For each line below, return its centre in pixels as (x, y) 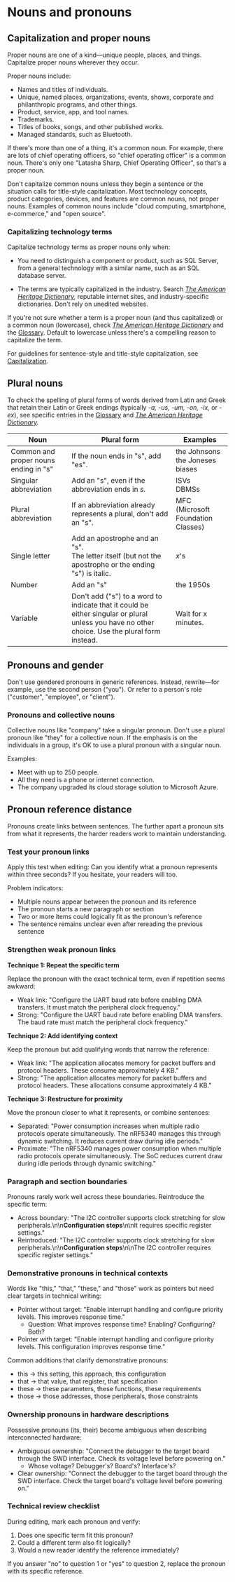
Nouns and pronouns (70, 12)
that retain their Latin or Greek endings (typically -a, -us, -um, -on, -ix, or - (115, 408)
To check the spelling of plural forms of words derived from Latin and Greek (116, 400)
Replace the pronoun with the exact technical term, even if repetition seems (116, 979)
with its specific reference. (45, 1571)
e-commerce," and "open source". (57, 214)
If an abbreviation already (113, 505)
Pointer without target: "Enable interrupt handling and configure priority (120, 1310)
